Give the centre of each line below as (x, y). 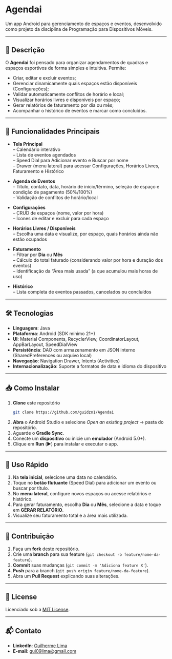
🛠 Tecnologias (29, 313)
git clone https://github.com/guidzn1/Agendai (63, 412)
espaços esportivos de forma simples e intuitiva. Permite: (66, 68)
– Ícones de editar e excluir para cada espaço (61, 218)
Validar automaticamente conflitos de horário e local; (68, 94)
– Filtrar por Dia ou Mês (38, 255)
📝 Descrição (25, 50)
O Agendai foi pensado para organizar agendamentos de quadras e (77, 62)
